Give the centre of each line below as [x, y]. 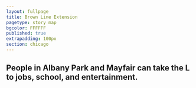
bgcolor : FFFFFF [26, 28]
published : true [26, 33]
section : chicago [27, 45]
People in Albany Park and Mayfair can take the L [98, 68]
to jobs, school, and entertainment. [72, 77]
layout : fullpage [27, 11]
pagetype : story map [32, 22]
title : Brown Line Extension [42, 17]
